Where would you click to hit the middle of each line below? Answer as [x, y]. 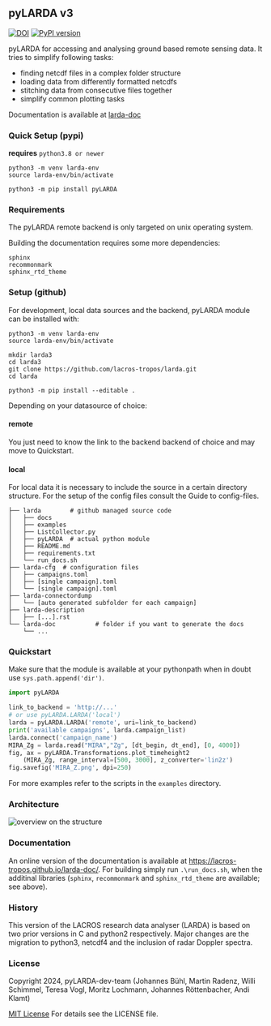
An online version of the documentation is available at [98, 861]
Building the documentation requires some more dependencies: [114, 243]
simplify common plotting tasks [72, 99]
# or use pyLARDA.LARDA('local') [65, 715]
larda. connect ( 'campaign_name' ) [63, 737]
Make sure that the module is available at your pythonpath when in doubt [130, 669]
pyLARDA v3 [41, 13]
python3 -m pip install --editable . [72, 390]
